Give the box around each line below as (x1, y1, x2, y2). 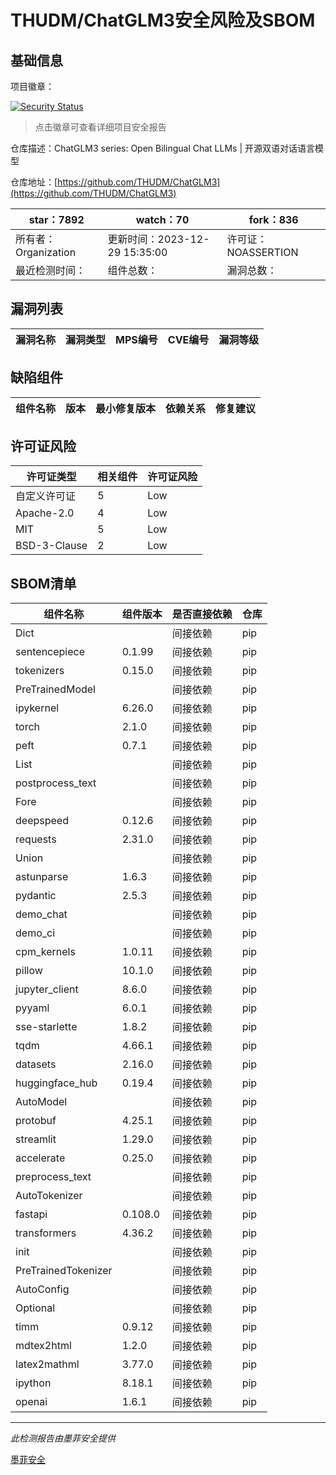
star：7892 (28, 213, 85, 226)
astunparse (15, 870, 69, 884)
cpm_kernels (15, 945, 76, 959)
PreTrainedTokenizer (15, 1264, 113, 1278)
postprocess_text (15, 776, 97, 790)
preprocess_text (15, 1170, 92, 1184)
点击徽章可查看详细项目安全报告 (34, 121, 167, 133)
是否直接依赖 (171, 607, 233, 621)
